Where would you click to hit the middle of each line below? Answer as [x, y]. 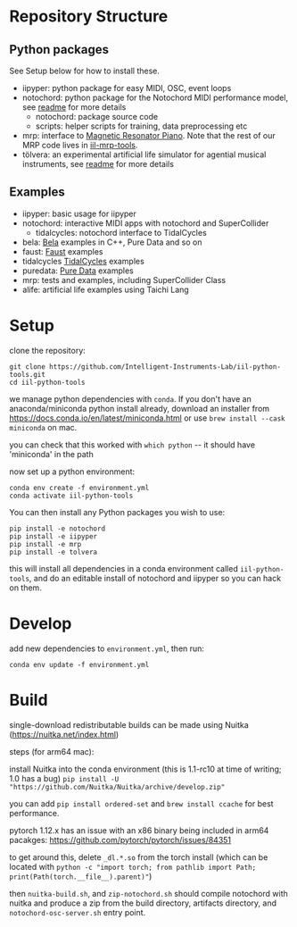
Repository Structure [89, 17]
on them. [25, 588]
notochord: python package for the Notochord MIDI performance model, [155, 97]
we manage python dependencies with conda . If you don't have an [130, 398]
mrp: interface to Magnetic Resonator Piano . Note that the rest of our [148, 135]
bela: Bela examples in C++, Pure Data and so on [112, 242]
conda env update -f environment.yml [79, 664]
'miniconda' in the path [51, 454]
